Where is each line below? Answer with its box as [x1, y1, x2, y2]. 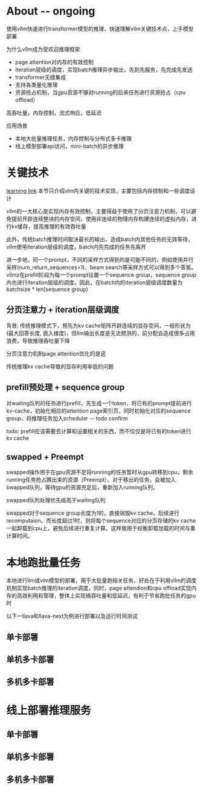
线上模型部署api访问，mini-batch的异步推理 [14, 142, 124, 150]
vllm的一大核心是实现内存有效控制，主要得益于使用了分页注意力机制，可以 [6, 207, 192, 214]
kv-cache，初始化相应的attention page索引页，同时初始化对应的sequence [6, 407, 192, 414]
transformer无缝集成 [14, 73, 66, 81]
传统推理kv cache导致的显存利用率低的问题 [6, 362, 114, 370]
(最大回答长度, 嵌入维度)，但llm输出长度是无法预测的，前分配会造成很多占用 [6, 329, 195, 337]
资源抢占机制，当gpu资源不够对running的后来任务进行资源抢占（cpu [14, 88, 186, 96]
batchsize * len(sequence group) [6, 285, 89, 293]
